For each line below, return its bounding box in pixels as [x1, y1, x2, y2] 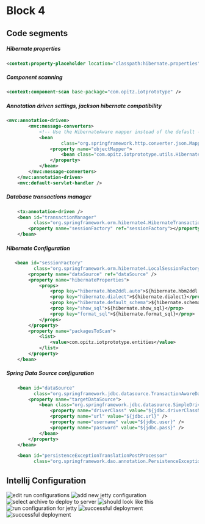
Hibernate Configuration [6, 244, 70, 252]
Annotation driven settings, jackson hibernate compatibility [6, 102, 162, 109]
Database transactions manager [6, 193, 92, 200]
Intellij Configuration [6, 475, 87, 486]
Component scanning [6, 74, 63, 81]
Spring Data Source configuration [6, 369, 95, 377]
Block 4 [6, 4, 46, 18]
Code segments [6, 28, 68, 38]
